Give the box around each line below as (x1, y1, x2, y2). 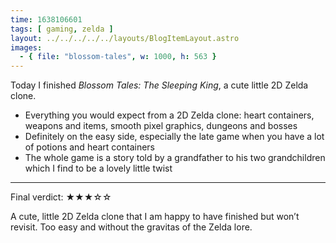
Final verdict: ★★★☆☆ (10, 191, 112, 203)
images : (10, 42, 43, 53)
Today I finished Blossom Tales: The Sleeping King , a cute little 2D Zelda (10, 79, 309, 91)
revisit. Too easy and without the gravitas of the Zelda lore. (10, 221, 253, 233)
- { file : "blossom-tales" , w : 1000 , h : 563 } (19, 52, 217, 62)
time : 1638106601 (10, 14, 83, 25)
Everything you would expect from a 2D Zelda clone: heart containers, (24, 109, 315, 121)
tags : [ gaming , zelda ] (10, 24, 114, 34)
